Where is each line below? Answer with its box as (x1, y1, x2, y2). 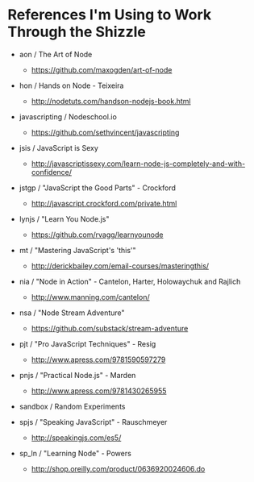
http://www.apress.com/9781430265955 (31, 385, 167, 396)
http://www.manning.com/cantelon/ (31, 292, 150, 301)
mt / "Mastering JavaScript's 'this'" (19, 245, 136, 255)
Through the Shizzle (7, 23, 146, 41)
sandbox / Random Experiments (19, 401, 126, 411)
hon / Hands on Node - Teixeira (19, 81, 124, 90)
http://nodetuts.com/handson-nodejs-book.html (31, 96, 191, 106)
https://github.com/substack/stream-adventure (31, 323, 189, 333)
